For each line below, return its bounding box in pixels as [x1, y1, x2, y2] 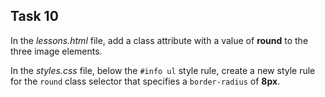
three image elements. [10, 45, 103, 57]
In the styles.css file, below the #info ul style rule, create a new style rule [10, 64, 316, 76]
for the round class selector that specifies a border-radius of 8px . [10, 75, 281, 87]
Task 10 [10, 8, 59, 25]
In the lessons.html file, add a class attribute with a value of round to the [10, 34, 309, 46]
